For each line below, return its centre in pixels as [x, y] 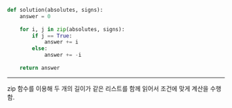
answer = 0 [35, 16]
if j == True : [52, 36]
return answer [40, 68]
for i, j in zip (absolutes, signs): [72, 29]
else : [40, 48]
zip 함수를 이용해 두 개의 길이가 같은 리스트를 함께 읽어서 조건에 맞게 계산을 [108, 88]
